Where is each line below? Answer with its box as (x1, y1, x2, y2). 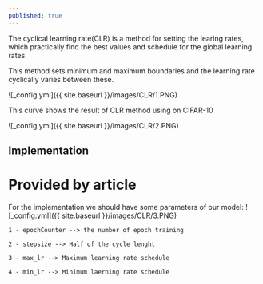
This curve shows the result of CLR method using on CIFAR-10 (8, 105, 213, 115)
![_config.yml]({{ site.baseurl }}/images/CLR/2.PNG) (8, 120, 180, 130)
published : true (8, 11, 62, 20)
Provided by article (8, 176, 137, 194)
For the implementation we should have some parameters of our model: (8, 202, 244, 211)
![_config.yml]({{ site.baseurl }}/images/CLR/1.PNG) (8, 89, 178, 100)
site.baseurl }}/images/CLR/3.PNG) (61, 211, 177, 220)
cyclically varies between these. (8, 74, 114, 84)
